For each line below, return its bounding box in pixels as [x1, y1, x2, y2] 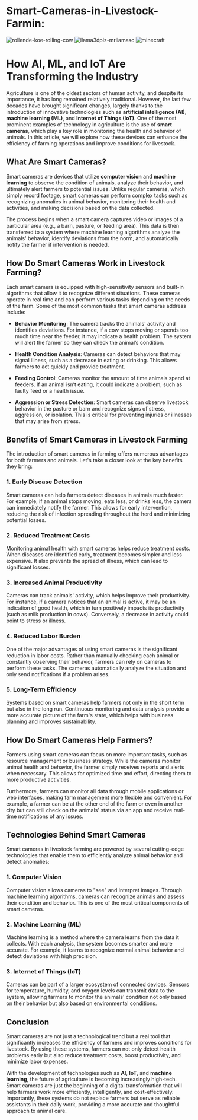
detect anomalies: [6, 858, 50, 866]
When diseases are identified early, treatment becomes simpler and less [6, 551, 182, 558]
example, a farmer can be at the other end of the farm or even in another [6, 800, 183, 807]
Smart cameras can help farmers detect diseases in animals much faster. [6, 491, 184, 498]
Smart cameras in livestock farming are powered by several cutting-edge [6, 845, 184, 852]
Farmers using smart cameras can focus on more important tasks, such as [6, 750, 187, 758]
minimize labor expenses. [6, 1058, 69, 1065]
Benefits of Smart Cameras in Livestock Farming [6, 434, 188, 444]
